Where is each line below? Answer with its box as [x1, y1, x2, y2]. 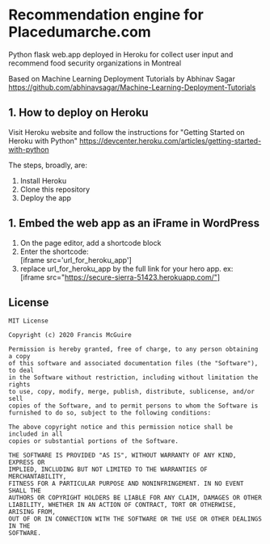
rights [8, 381, 31, 389]
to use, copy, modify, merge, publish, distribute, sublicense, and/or [8, 388, 255, 396]
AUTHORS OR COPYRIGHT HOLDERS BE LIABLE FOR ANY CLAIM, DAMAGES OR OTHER [8, 494, 263, 502]
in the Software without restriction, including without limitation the [8, 373, 259, 382]
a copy [8, 352, 31, 361]
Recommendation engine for [8, 6, 204, 24]
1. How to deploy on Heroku [8, 106, 149, 120]
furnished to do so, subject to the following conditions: [8, 409, 212, 417]
